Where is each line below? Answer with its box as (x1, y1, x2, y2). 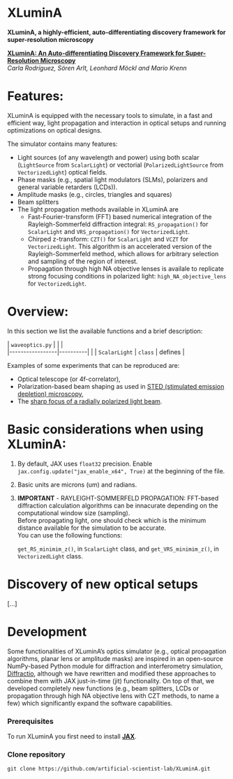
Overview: (7, 304, 69, 320)
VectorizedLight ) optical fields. (17, 168, 107, 176)
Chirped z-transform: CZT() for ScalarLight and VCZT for (27, 235, 189, 243)
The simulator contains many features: (7, 140, 118, 148)
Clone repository (7, 749, 66, 759)
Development (7, 623, 87, 639)
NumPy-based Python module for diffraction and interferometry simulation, (7, 662, 223, 670)
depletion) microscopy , (17, 389, 84, 398)
